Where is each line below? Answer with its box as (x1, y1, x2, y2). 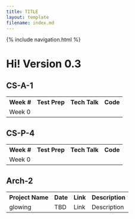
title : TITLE (6, 8, 39, 15)
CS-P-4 (6, 128, 35, 138)
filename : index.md (6, 20, 55, 26)
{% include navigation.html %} (6, 36, 81, 43)
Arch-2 (6, 176, 33, 186)
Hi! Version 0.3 (6, 57, 81, 70)
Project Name (9, 193, 49, 201)
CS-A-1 (6, 80, 34, 90)
